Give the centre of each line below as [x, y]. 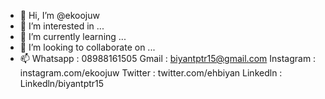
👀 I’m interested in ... [62, 26]
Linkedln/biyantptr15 [62, 83]
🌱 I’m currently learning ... [73, 36]
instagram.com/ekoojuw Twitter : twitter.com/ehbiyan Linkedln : [151, 73]
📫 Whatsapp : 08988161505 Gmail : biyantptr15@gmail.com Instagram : [168, 58]
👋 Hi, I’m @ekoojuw [59, 15]
